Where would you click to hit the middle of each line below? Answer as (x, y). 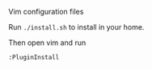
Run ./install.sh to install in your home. (76, 27)
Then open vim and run (47, 43)
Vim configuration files (46, 12)
